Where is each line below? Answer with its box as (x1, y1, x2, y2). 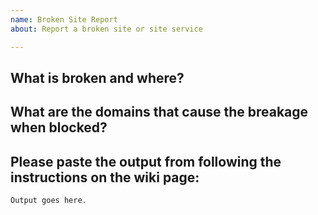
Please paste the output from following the (10, 153, 282, 170)
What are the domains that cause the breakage (10, 104, 309, 121)
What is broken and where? (10, 69, 185, 86)
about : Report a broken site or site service (10, 24, 203, 34)
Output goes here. (10, 196, 87, 206)
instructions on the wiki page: (10, 169, 200, 186)
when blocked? (10, 119, 108, 136)
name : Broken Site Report (10, 14, 118, 25)
